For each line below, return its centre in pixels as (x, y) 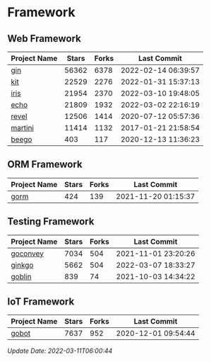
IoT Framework (41, 302)
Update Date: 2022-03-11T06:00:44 (60, 351)
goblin (21, 276)
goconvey (28, 254)
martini (22, 128)
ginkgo (22, 265)
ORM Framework (45, 165)
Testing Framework (51, 221)
